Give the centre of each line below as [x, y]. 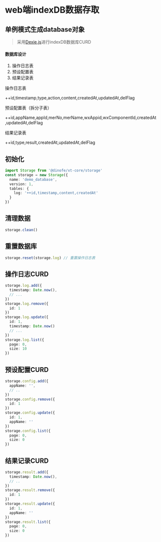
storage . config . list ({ [28, 431]
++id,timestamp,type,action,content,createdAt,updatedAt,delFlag [70, 98]
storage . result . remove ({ [30, 490]
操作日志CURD [27, 274]
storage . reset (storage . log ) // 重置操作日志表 [50, 258]
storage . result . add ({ [27, 472]
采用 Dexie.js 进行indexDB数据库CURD [54, 42]
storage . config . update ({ [30, 413]
